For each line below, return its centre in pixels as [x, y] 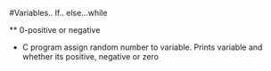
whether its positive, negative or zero [90, 56]
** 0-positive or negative [55, 30]
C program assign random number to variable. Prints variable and [142, 47]
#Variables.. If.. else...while [58, 13]
